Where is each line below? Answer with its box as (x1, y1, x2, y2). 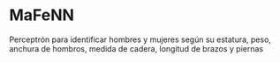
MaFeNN (9, 5, 75, 25)
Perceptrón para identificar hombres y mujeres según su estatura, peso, (9, 34, 272, 45)
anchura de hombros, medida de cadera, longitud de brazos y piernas (9, 43, 263, 53)
